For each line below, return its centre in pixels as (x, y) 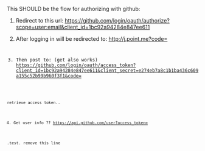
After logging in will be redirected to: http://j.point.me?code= (92, 39)
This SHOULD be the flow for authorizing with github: (74, 9)
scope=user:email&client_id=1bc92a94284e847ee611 (83, 27)
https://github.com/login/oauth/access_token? (76, 65)
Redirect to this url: (39, 20)
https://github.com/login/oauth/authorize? (117, 20)
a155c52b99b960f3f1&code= (48, 75)
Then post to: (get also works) (57, 60)
